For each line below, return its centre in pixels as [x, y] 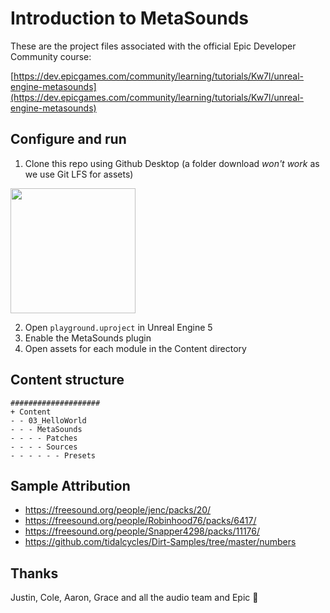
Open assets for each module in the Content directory [135, 348]
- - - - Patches [44, 438]
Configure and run [68, 139]
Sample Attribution [70, 485]
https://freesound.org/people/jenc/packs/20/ [118, 510]
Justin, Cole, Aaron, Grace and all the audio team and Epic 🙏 [134, 598]
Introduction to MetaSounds [129, 18]
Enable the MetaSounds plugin [88, 338]
